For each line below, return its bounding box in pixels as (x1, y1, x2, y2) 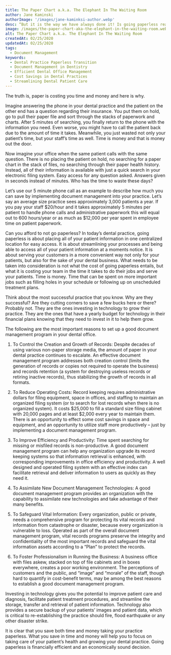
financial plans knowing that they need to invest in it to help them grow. (5, 316, 154, 322)
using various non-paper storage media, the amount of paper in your (12, 346, 157, 353)
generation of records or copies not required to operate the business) (12, 363, 159, 369)
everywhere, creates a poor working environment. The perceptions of (12, 564, 159, 570)
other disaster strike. (5, 618, 49, 624)
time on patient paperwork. (5, 220, 62, 226)
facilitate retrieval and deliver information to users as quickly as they (12, 470, 156, 476)
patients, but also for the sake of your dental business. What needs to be (5, 257, 158, 263)
